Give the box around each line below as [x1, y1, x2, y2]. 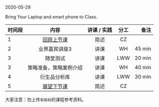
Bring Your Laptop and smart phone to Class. [5, 14, 98, 19]
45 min [134, 45, 152, 52]
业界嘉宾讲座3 [38, 46, 72, 52]
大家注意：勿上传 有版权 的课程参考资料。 [5, 97, 86, 103]
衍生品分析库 [40, 74, 71, 80]
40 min [134, 64, 152, 71]
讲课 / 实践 [87, 27, 112, 33]
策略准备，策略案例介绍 [27, 64, 83, 71]
